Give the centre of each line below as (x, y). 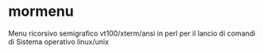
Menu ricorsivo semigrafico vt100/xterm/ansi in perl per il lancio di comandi (132, 33)
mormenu (41, 11)
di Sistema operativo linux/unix (59, 41)
